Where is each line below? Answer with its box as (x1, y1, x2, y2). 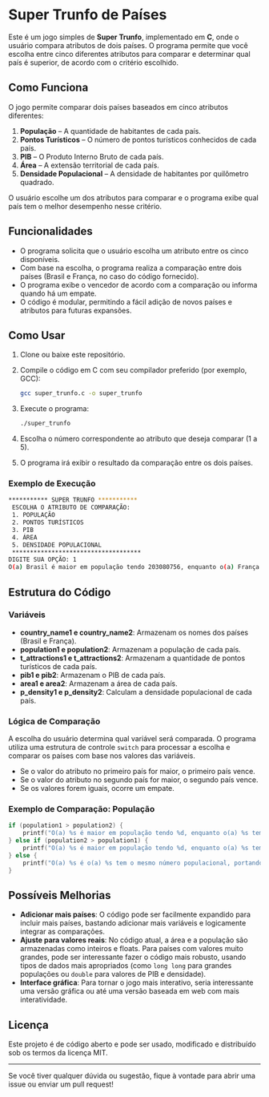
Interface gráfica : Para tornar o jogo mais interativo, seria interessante (19, 978, 254, 987)
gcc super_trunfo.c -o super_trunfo (19, 389, 143, 397)
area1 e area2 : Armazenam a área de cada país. (19, 679, 178, 688)
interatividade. (19, 995, 68, 1005)
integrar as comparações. (19, 927, 106, 937)
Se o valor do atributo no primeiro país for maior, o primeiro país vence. (19, 767, 256, 776)
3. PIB (11, 526, 34, 534)
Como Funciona (8, 81, 89, 95)
